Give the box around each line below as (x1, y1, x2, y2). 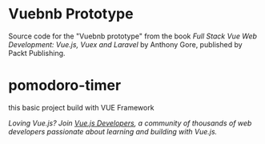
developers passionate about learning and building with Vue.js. (8, 126, 218, 136)
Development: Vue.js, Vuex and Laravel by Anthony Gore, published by (8, 39, 243, 49)
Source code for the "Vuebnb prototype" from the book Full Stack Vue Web (8, 31, 258, 41)
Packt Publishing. (8, 48, 66, 58)
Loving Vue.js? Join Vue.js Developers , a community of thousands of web (8, 118, 252, 128)
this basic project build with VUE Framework (8, 102, 155, 112)
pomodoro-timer (8, 77, 122, 94)
